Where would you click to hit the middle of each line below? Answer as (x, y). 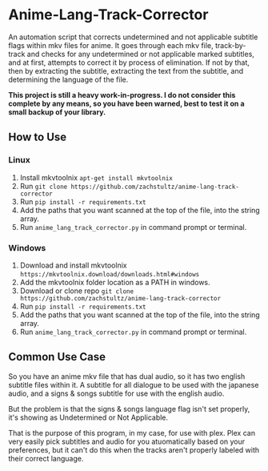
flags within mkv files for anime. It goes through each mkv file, (111, 45)
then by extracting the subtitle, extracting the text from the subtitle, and (126, 70)
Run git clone (44, 186)
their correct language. (46, 458)
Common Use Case (57, 357)
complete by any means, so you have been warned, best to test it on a (127, 103)
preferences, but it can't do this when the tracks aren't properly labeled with (134, 449)
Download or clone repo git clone (77, 291)
